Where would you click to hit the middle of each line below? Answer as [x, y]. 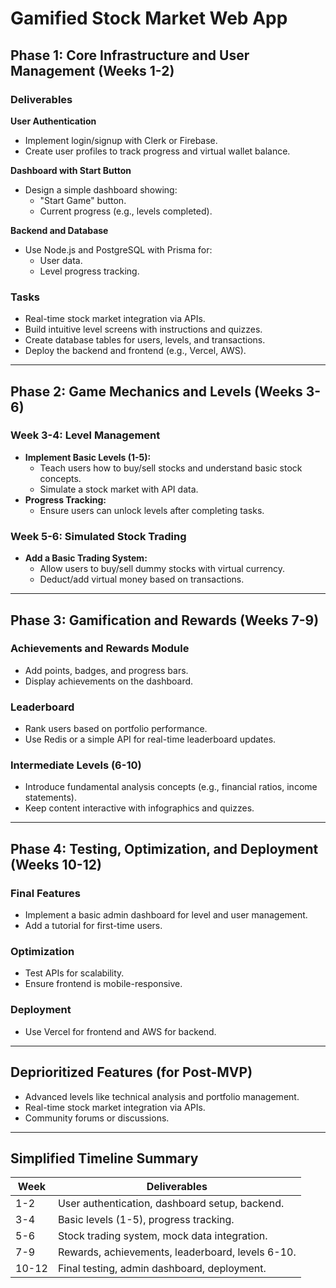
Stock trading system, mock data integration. [162, 1236]
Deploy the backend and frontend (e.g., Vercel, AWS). [135, 351]
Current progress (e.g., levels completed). [126, 211]
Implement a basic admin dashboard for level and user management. [166, 915]
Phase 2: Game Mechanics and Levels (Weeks [156, 391]
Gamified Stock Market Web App [149, 18]
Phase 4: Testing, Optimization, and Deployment [164, 848]
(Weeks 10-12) [56, 864]
